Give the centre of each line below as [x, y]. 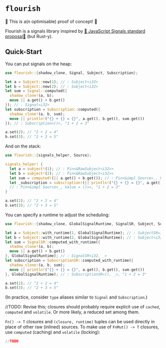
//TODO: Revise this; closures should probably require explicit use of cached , [83, 307]
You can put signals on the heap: [39, 64]
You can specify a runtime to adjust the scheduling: [57, 215]
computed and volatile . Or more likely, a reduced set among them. [72, 312]
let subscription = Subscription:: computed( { [53, 109]
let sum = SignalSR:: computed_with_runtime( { [53, 242]
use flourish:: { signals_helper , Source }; [48, 155]
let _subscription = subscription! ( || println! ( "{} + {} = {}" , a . [81, 183]
